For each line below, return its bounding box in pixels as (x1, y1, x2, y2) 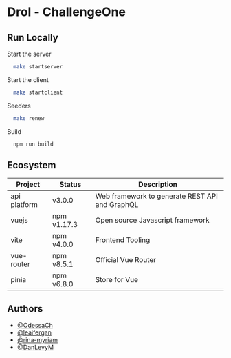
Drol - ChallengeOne (7, 4, 126, 20)
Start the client (7, 75, 49, 83)
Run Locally (7, 32, 58, 43)
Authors (7, 303, 43, 315)
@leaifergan (16, 328, 52, 337)
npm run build (13, 141, 54, 148)
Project (16, 180, 41, 190)
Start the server (7, 50, 52, 58)
